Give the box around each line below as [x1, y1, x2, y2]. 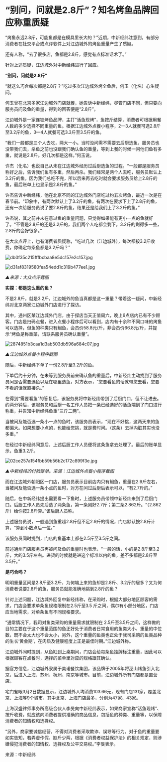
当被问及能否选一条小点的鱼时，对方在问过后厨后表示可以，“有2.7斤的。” [5, 484, 153, 491]
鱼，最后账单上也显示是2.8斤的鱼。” [5, 181, 77, 187]
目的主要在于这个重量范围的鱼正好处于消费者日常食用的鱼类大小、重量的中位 [5, 625, 162, 631]
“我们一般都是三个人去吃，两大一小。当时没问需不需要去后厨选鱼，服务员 [5, 140, 156, 146]
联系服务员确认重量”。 [46, 331, 92, 337]
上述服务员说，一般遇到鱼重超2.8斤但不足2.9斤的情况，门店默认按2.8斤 [5, 518, 151, 524]
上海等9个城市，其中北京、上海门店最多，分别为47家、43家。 [13, 695, 141, 701]
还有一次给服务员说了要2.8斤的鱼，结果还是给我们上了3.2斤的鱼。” [5, 204, 140, 210]
